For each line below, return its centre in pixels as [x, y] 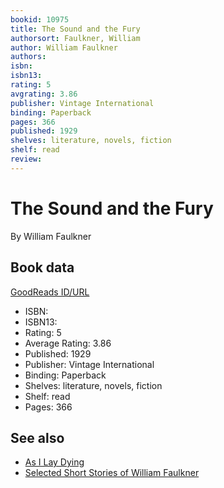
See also [37, 437]
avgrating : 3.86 [44, 94]
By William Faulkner [51, 236]
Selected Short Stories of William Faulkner [112, 473]
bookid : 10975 [40, 19]
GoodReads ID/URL [50, 292]
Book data [42, 267]
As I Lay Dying [54, 462]
